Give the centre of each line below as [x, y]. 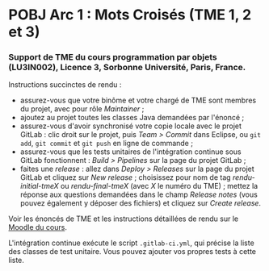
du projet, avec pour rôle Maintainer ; [82, 109]
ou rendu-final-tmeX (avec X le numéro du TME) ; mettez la [159, 186]
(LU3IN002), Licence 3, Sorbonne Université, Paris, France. [127, 68]
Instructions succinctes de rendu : [65, 85]
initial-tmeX [39, 186]
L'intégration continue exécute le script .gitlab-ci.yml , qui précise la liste [131, 243]
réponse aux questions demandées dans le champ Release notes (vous [139, 194]
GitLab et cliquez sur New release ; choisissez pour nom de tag [126, 177]
